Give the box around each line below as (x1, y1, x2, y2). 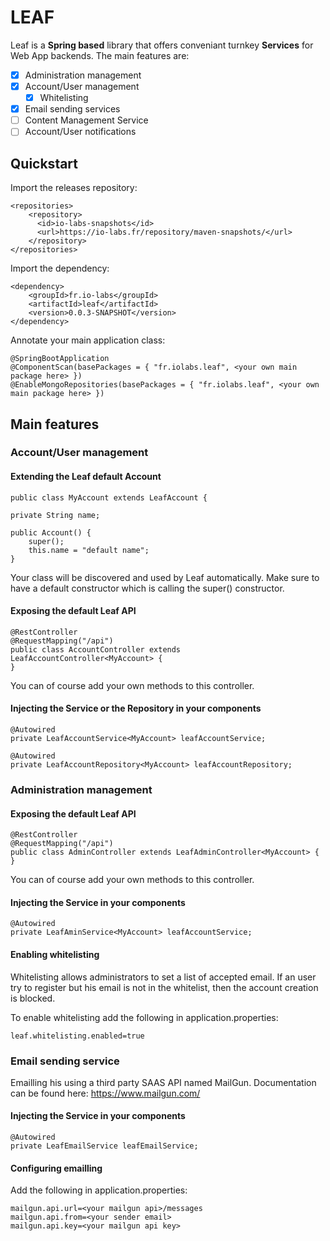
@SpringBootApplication (10, 354, 110, 364)
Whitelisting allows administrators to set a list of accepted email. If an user (10, 971, 317, 983)
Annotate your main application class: (10, 334, 166, 346)
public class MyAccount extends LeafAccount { (10, 492, 208, 503)
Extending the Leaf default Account (10, 471, 162, 483)
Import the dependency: (10, 262, 110, 275)
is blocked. (10, 992, 56, 1004)
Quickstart (10, 155, 79, 172)
